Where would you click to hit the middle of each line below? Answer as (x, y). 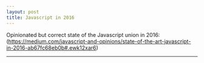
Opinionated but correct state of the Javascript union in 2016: (83, 35)
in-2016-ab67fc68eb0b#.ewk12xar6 (51, 48)
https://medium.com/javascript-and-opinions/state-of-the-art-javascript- (100, 41)
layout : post (23, 12)
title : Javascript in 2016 (40, 18)
